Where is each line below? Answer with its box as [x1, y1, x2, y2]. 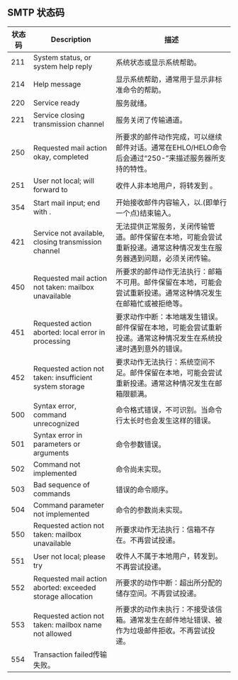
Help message [33, 79, 81, 89]
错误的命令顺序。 [115, 484, 173, 494]
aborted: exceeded [33, 582, 96, 592]
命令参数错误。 [115, 439, 166, 449]
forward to [33, 184, 69, 194]
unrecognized [33, 418, 79, 428]
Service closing [33, 110, 85, 120]
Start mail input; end [33, 198, 101, 208]
